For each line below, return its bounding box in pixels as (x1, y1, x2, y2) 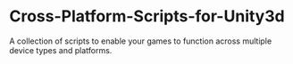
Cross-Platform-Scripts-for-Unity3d (9, 6, 285, 27)
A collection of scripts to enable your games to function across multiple (9, 36, 272, 46)
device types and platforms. (9, 44, 113, 55)
